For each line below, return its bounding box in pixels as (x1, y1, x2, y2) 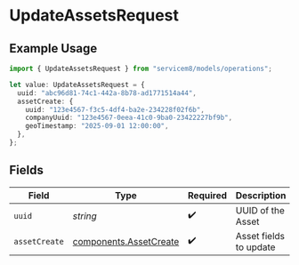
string (72, 210, 98, 222)
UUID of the (235, 204, 285, 216)
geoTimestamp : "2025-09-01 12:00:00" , (25, 122, 169, 131)
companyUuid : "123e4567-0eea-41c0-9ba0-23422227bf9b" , (25, 113, 233, 123)
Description (235, 189, 287, 201)
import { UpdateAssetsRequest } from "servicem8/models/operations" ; (9, 64, 273, 73)
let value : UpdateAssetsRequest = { (9, 80, 145, 89)
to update (235, 241, 276, 253)
